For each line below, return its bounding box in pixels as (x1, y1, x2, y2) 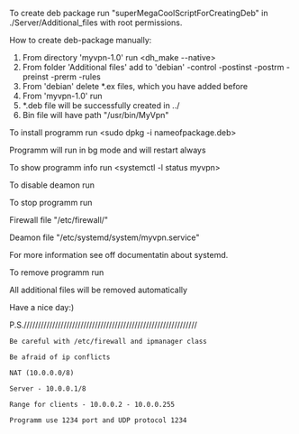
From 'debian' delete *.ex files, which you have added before (22, 81, 249, 91)
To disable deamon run (9, 180, 95, 190)
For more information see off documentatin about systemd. (9, 250, 229, 260)
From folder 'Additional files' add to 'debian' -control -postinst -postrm (22, 62, 285, 72)
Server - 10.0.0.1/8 (9, 384, 87, 393)
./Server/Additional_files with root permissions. (9, 17, 183, 28)
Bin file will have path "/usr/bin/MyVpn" (22, 110, 169, 120)
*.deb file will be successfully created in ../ (22, 100, 180, 111)
